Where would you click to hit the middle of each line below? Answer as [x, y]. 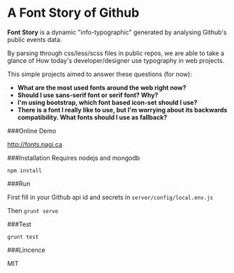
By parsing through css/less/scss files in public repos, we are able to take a [116, 53]
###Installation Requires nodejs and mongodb [74, 158]
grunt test [23, 237]
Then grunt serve [33, 210]
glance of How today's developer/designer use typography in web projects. [116, 60]
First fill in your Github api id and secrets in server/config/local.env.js [110, 197]
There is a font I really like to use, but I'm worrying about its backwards [122, 110]
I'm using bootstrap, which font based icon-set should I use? [107, 102]
